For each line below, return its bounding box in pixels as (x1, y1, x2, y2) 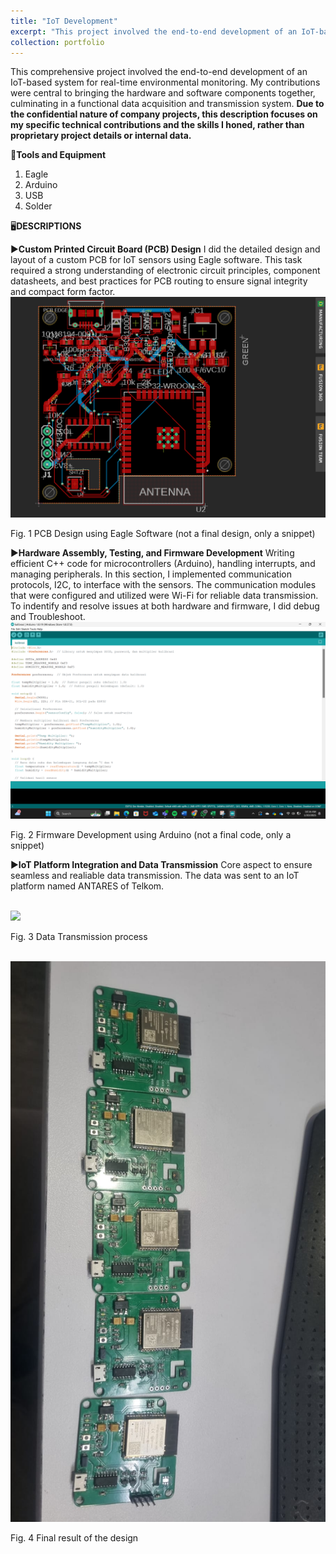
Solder (24, 200, 53, 212)
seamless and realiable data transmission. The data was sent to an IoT (10, 869, 300, 881)
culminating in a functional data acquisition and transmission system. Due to (10, 98, 325, 110)
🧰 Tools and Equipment (10, 149, 107, 161)
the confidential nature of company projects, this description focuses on (10, 108, 318, 120)
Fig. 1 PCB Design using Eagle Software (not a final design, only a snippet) (10, 527, 316, 539)
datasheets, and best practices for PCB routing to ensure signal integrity (10, 275, 308, 287)
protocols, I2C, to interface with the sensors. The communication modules (10, 578, 317, 590)
